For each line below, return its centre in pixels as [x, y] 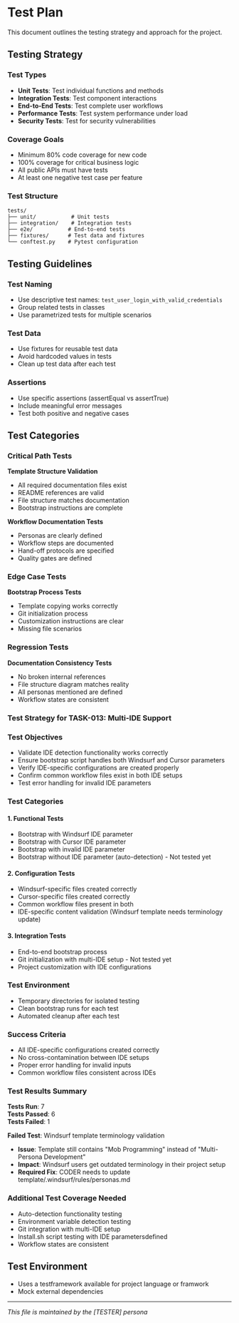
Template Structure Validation [53, 471]
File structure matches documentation [73, 501]
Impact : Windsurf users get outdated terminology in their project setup [122, 1165]
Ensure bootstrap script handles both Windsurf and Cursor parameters [121, 760]
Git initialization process [53, 613]
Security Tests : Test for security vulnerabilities [87, 121]
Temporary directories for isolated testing [79, 1001]
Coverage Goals [36, 139]
